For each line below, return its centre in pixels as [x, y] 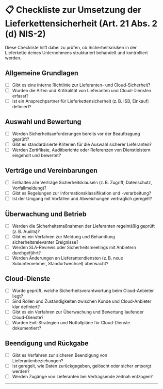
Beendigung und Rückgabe [47, 343]
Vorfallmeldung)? [29, 188]
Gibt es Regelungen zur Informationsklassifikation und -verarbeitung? [81, 193]
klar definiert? [26, 307]
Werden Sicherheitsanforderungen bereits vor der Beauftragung [76, 134]
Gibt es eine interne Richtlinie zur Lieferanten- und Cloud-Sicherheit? [81, 85]
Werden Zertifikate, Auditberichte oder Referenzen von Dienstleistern [81, 150]
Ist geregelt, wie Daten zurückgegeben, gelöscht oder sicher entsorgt [81, 366]
